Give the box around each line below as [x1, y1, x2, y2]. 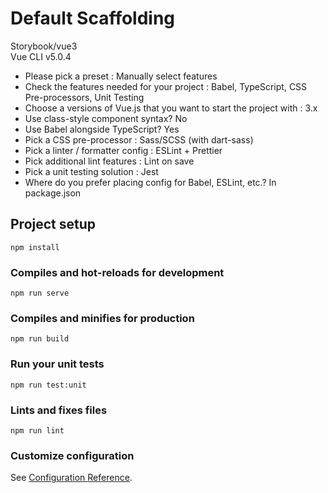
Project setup [10, 216, 97, 233]
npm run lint [10, 425, 65, 436]
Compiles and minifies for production [10, 311, 195, 325]
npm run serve [10, 288, 70, 299]
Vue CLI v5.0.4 [10, 50, 72, 62]
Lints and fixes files [10, 403, 108, 417]
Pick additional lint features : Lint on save [24, 155, 195, 167]
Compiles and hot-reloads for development [10, 265, 225, 279]
